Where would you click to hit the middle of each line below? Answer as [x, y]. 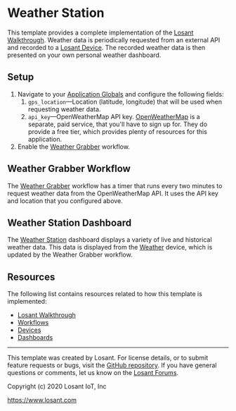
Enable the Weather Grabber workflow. [73, 147]
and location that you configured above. [65, 201]
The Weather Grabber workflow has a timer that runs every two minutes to [115, 185]
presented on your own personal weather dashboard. [84, 55]
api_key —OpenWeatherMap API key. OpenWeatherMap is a [114, 116]
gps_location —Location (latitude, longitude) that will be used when [125, 102]
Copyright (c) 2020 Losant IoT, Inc [57, 386]
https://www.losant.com [42, 400]
